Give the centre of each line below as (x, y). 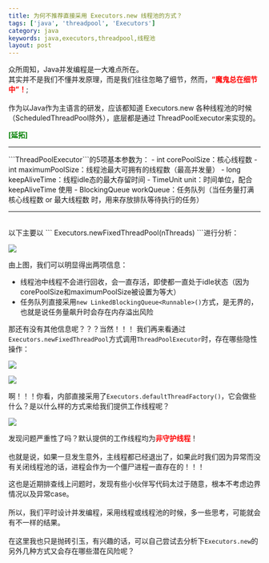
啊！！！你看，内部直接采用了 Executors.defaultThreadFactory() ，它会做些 (132, 396)
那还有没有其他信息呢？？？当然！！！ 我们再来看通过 (97, 329)
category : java (34, 30)
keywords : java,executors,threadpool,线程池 (82, 38)
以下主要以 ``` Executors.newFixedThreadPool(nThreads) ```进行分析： (124, 233)
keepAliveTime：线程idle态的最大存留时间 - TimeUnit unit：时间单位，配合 (130, 180)
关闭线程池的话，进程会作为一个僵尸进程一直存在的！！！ (110, 467)
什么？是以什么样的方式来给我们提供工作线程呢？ (89, 407)
